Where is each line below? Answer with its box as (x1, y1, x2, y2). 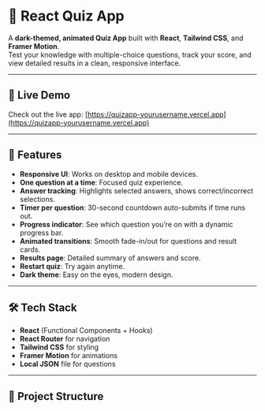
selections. (19, 194, 55, 204)
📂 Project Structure (8, 390, 104, 403)
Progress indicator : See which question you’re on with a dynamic (19, 219, 234, 229)
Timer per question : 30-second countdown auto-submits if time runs (19, 203, 246, 212)
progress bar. (19, 228, 64, 237)
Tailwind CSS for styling (19, 342, 99, 352)
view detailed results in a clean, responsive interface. (8, 58, 181, 68)
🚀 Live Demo (8, 88, 71, 102)
